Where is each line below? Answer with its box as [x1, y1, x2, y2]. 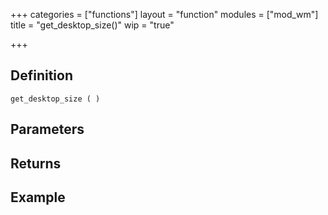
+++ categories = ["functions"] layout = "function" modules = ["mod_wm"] [10, 9, 319, 20]
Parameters [10, 121, 85, 138]
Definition [10, 67, 73, 84]
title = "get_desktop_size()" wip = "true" [10, 19, 175, 31]
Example [10, 189, 66, 206]
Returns [10, 155, 62, 172]
